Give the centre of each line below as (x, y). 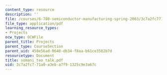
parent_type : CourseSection (34, 46)
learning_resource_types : (32, 28)
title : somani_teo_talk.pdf (34, 60)
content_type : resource (30, 10)
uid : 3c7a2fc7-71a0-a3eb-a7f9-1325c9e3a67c (51, 65)
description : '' (22, 14)
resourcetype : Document (30, 56)
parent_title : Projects (30, 42)
